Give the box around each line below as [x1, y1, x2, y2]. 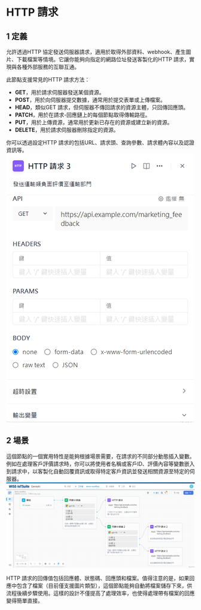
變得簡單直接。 [6, 597, 43, 604]
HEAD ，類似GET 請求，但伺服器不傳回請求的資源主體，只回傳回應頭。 [14, 104, 189, 111]
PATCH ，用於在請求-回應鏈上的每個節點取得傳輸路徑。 [14, 112, 151, 118]
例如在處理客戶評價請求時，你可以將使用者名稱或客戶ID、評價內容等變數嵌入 [6, 460, 195, 467]
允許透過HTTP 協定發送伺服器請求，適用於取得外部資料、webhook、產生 [6, 49, 187, 55]
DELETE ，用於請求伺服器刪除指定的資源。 [14, 127, 119, 133]
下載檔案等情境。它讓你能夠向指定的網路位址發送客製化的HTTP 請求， [16, 56, 190, 63]
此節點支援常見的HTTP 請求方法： [6, 76, 90, 83]
